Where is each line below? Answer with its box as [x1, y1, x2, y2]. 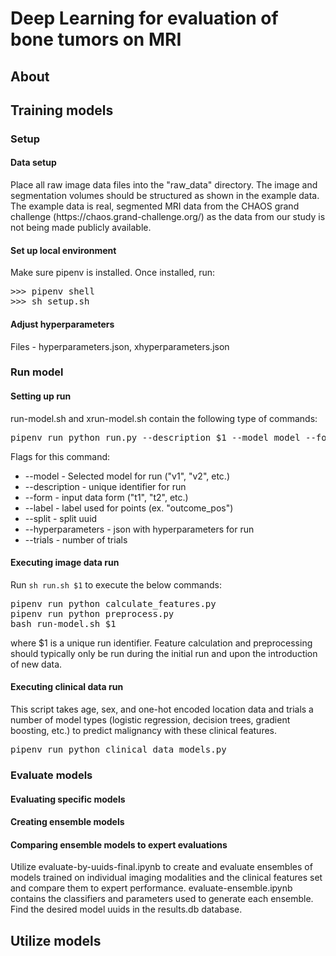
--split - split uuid [24, 512, 98, 524]
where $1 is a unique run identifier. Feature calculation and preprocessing [10, 637, 313, 649]
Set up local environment [10, 244, 117, 256]
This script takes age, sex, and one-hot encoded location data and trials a [10, 703, 314, 716]
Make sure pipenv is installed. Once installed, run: [10, 267, 216, 279]
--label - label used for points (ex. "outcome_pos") [24, 502, 234, 514]
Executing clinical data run [10, 681, 124, 693]
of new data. [10, 658, 63, 670]
